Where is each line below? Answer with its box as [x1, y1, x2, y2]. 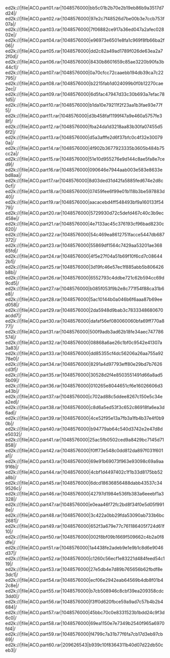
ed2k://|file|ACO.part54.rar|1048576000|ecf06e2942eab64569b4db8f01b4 [5, 577, 163, 583]
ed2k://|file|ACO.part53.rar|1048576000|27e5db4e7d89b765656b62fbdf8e [5, 567, 163, 572]
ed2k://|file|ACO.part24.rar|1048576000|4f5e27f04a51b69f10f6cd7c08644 [5, 253, 163, 259]
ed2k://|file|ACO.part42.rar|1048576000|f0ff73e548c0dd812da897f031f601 [5, 448, 163, 453]
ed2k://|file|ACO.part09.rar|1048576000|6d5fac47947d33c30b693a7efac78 [5, 91, 165, 97]
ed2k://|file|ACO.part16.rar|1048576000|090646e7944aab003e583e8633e [5, 167, 163, 173]
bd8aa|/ [5, 172, 22, 178]
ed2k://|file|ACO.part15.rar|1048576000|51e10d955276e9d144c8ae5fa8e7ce [5, 156, 165, 162]
